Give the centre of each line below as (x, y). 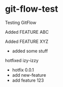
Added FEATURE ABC (27, 32)
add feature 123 (28, 80)
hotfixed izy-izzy (22, 60)
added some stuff (30, 51)
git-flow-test (32, 9)
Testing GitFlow (21, 22)
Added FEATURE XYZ (27, 41)
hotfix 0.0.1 (23, 70)
